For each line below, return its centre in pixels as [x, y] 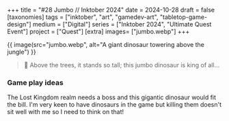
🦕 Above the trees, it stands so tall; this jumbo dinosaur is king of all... [122, 65]
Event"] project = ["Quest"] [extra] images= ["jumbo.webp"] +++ [98, 31]
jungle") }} [22, 52]
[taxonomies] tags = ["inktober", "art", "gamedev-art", [83, 17]
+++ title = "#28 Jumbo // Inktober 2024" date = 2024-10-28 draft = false [111, 10]
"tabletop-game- [183, 17]
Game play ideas [35, 82]
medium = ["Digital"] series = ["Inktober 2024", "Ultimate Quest [122, 24]
